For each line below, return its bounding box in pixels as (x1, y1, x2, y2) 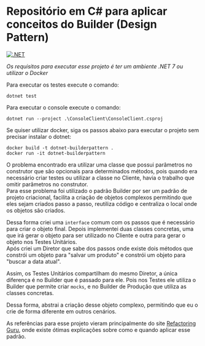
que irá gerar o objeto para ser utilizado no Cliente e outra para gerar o (6, 232, 186, 239)
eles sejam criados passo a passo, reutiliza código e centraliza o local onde (6, 200, 198, 207)
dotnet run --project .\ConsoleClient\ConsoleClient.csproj (6, 116, 164, 122)
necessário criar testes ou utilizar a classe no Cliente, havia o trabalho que (6, 174, 195, 181)
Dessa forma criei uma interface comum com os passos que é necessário (6, 218, 195, 226)
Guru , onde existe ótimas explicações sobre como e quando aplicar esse (6, 326, 190, 333)
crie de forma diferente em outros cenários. (6, 307, 117, 315)
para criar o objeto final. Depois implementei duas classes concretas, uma (6, 225, 194, 232)
